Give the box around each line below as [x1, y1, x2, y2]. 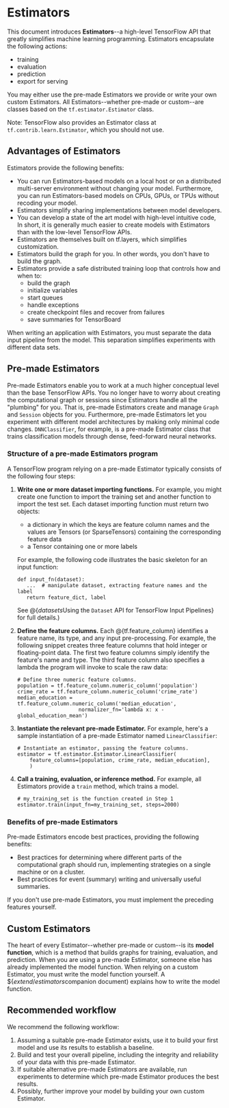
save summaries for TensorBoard [27, 315, 121, 323]
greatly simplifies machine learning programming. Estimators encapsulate [7, 34, 215, 42]
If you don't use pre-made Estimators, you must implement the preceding [7, 896, 214, 904]
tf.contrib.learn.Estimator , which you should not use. [7, 125, 164, 134]
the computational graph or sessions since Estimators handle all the [7, 395, 198, 404]
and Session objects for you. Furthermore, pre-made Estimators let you [7, 410, 207, 419]
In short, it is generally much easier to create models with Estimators [16, 221, 211, 229]
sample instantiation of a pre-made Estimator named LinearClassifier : [16, 731, 217, 739]
